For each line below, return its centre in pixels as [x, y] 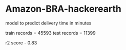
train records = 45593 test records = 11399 [50, 33]
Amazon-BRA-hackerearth [63, 9]
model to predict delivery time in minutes [48, 23]
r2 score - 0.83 [21, 43]
